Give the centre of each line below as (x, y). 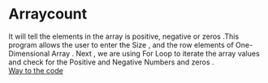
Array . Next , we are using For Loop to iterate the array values (156, 53)
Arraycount (48, 14)
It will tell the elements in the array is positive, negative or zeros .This (124, 36)
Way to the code (36, 70)
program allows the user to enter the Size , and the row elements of (121, 44)
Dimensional (29, 53)
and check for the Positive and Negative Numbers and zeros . (111, 62)
